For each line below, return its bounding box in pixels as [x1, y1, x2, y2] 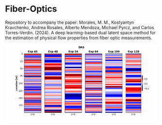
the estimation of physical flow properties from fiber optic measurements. [5, 35, 153, 41]
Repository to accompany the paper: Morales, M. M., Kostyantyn [5, 19, 134, 25]
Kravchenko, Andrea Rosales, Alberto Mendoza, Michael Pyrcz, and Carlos [5, 24, 154, 30]
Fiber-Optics [5, 3, 57, 15]
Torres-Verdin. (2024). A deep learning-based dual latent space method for [5, 30, 156, 35]
